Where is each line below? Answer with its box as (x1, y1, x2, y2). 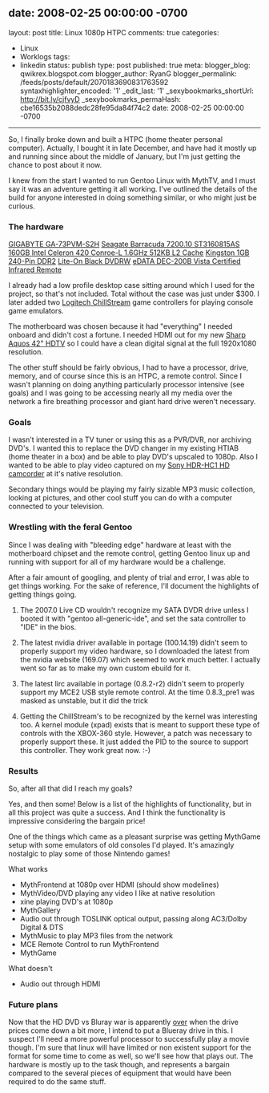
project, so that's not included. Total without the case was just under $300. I (8, 289, 260, 299)
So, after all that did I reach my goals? (8, 783, 133, 793)
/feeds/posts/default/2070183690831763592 (19, 77, 169, 87)
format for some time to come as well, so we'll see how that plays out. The (8, 1051, 254, 1061)
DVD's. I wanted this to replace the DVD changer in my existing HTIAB (8, 443, 239, 453)
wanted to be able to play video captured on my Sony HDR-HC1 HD (8, 460, 231, 470)
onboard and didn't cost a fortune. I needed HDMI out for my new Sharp (8, 330, 246, 340)
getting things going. (8, 589, 77, 599)
